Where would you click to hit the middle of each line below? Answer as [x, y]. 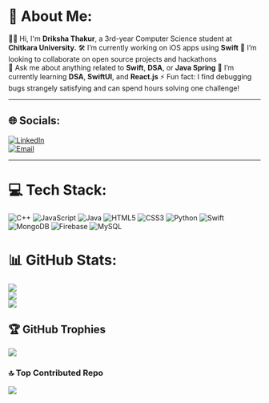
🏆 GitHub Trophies [57, 330]
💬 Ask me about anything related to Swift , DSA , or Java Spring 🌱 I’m [121, 67]
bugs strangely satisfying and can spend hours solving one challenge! [124, 88]
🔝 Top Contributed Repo [56, 373]
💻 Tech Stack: [58, 189]
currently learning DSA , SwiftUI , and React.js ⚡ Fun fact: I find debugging [130, 76]
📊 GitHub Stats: [63, 260]
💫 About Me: [50, 16]
